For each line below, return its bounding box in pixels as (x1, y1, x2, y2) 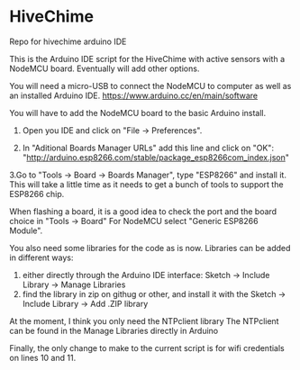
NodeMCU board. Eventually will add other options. (9, 63, 200, 74)
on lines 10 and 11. (9, 352, 77, 363)
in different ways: (9, 252, 74, 263)
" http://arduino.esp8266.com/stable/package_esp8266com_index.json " (22, 151, 290, 163)
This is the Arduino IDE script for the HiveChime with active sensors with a (9, 53, 286, 64)
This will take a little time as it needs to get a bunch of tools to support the (9, 178, 284, 190)
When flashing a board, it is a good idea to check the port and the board (9, 205, 277, 217)
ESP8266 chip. (9, 188, 65, 199)
